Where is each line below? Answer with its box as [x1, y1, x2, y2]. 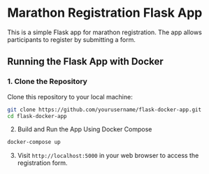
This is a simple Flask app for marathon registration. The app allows [7, 28, 203, 36]
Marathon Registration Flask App [7, 5, 203, 21]
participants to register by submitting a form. [7, 35, 136, 43]
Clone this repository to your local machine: [7, 92, 133, 101]
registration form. [17, 159, 68, 167]
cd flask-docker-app [7, 113, 68, 119]
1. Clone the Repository [7, 77, 87, 87]
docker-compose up [7, 138, 61, 146]
